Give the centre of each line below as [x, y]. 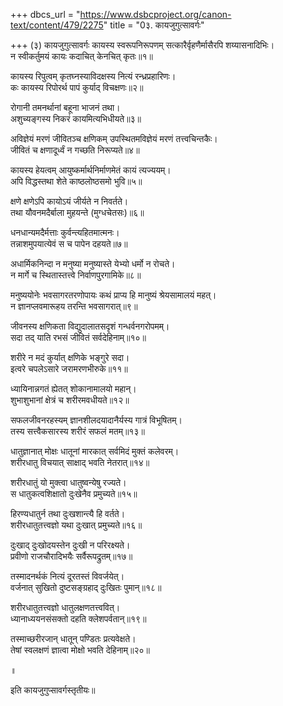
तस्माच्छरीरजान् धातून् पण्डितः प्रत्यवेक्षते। [73, 638]
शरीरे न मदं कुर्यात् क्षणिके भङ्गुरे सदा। [70, 357]
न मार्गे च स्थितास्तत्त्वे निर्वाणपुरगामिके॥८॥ [76, 275]
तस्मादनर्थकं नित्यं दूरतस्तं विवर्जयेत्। [67, 576]
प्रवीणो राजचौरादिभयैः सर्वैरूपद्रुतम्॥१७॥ [71, 556]
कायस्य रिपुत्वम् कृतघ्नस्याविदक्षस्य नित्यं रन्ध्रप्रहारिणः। [93, 76]
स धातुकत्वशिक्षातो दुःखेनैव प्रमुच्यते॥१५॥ [74, 493]
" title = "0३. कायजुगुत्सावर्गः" [154, 25]
